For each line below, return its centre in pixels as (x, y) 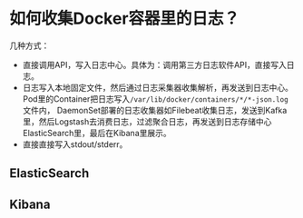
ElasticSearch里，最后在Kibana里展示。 (97, 133)
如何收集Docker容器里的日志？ (125, 19)
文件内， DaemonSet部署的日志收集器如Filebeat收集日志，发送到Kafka (155, 110)
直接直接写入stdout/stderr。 (75, 144)
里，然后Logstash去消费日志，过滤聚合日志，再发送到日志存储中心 (147, 121)
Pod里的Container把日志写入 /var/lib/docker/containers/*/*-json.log (155, 99)
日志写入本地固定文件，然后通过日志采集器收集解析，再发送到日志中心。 (157, 87)
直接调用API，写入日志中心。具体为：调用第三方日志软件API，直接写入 (155, 64)
